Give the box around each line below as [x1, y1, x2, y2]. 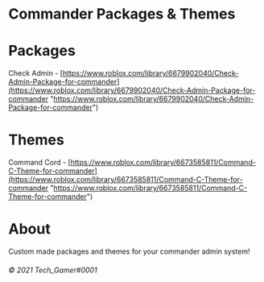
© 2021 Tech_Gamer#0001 [8, 265, 98, 275]
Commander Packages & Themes [8, 5, 236, 23]
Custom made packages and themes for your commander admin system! [8, 247, 251, 256]
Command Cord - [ [8, 158, 71, 168]
